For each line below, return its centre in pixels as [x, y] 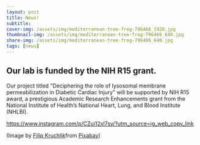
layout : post [23, 12]
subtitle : [19, 23]
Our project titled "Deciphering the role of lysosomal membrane [86, 86]
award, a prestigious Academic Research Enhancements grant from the [96, 99]
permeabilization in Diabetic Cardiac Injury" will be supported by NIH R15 [98, 92]
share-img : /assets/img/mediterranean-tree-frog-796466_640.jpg [90, 40]
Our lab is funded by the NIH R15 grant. [81, 71]
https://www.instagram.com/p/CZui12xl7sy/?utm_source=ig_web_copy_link [100, 124]
